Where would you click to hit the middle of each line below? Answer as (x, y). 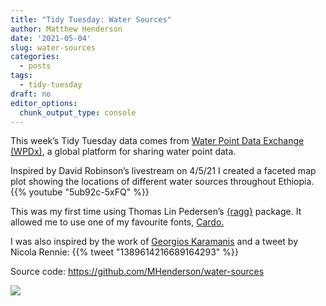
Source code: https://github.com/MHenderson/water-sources (137, 272)
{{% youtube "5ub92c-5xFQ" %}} (80, 192)
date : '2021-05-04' (51, 38)
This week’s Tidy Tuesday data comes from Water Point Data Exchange (157, 141)
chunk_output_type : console (78, 112)
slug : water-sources (53, 47)
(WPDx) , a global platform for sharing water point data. (123, 152)
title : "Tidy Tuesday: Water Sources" (91, 19)
